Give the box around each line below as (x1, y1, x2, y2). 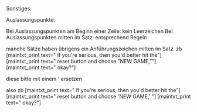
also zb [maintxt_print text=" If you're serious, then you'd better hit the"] (6, 87, 181, 93)
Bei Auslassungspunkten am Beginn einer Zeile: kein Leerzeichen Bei (6, 28, 173, 35)
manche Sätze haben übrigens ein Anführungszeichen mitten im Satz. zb (6, 45, 182, 52)
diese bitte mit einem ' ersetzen (6, 76, 82, 82)
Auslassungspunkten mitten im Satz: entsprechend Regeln (6, 34, 147, 40)
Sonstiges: (6, 5, 32, 12)
